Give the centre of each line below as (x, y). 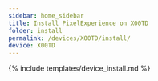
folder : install (35, 30)
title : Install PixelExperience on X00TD (79, 23)
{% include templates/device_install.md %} (79, 68)
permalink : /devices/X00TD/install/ (69, 38)
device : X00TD (32, 46)
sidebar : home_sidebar (46, 16)
